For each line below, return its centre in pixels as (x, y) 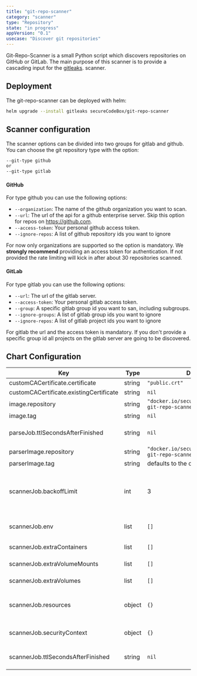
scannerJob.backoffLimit (43, 491)
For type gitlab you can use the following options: (66, 284)
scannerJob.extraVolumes (45, 581)
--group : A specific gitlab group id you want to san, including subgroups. (102, 308)
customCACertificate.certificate (53, 383)
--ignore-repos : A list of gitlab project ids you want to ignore (88, 321)
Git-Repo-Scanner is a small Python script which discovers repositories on (96, 55)
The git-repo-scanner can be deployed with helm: (66, 100)
